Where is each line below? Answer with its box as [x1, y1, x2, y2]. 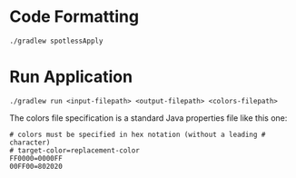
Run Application [9, 66, 133, 87]
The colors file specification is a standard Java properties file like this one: [9, 112, 288, 124]
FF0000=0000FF [9, 153, 64, 163]
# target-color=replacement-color [9, 145, 141, 155]
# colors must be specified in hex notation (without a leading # [9, 130, 266, 139]
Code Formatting [9, 6, 139, 27]
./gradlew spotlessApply [9, 36, 104, 45]
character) [9, 138, 51, 147]
